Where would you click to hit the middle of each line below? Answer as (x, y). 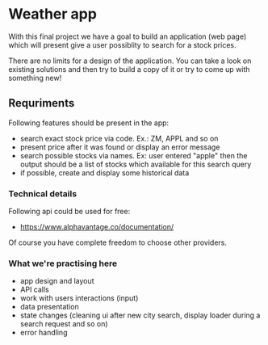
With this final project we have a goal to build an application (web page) (128, 36)
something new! (35, 78)
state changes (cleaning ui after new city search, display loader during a (140, 315)
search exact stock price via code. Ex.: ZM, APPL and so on (119, 138)
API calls (35, 290)
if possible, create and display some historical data (105, 172)
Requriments (42, 103)
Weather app (52, 14)
